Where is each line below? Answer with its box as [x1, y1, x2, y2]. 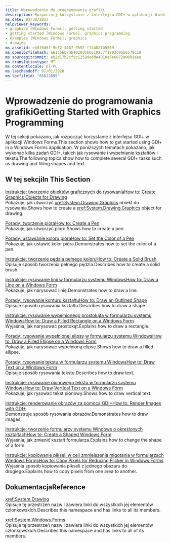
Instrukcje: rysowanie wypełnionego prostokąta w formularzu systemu [5, 312, 152, 318]
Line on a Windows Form [5, 282, 57, 288]
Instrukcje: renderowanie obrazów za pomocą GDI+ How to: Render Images [5, 400, 161, 406]
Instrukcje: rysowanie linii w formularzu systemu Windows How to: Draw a [5, 276, 158, 282]
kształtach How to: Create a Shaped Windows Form [5, 431, 112, 438]
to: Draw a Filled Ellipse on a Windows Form [5, 338, 97, 344]
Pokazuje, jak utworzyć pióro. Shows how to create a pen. [5, 225, 125, 231]
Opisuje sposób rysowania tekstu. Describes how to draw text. [5, 370, 135, 376]
